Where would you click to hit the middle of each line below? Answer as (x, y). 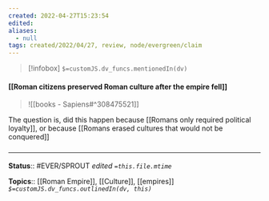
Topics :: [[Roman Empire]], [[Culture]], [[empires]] (91, 181)
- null (26, 38)
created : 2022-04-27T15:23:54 (59, 16)
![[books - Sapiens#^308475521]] (83, 104)
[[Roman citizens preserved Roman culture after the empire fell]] (118, 86)
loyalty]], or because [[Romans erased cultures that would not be (116, 128)
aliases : (23, 30)
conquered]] (29, 137)
